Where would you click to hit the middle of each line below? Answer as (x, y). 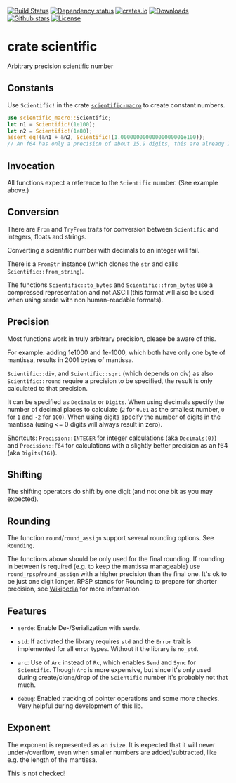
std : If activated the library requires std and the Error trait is (104, 641)
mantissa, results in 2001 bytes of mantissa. (71, 360)
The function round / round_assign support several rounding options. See (111, 538)
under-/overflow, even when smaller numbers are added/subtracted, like (112, 752)
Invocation (31, 166)
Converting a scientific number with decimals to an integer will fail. (104, 250)
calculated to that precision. (47, 388)
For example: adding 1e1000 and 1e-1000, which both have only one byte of (117, 352)
